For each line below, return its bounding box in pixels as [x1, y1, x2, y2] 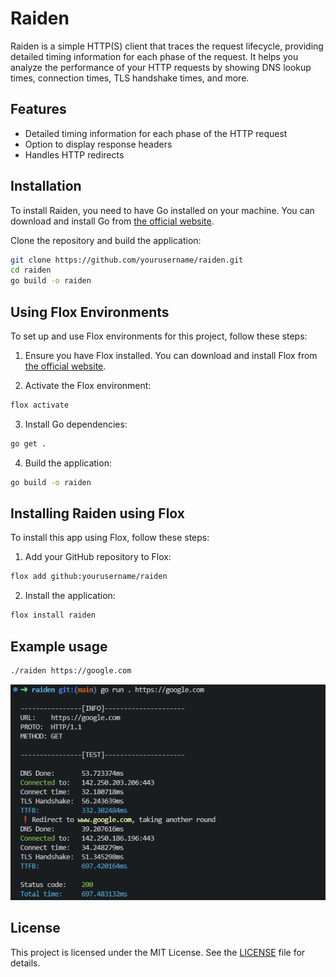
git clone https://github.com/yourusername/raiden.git [10, 255, 244, 265]
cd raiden [10, 265, 52, 276]
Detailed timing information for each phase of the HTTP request [24, 127, 288, 139]
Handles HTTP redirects [24, 148, 125, 161]
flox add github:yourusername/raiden [10, 572, 168, 582]
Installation [10, 178, 82, 195]
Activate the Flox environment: [24, 380, 152, 391]
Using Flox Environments [10, 303, 170, 321]
